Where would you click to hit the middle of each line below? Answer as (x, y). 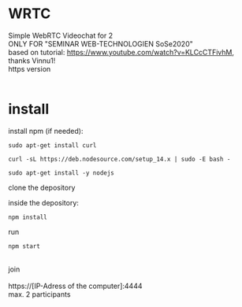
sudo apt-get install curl (52, 145)
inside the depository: (43, 202)
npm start (24, 246)
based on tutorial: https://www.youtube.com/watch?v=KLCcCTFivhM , (121, 52)
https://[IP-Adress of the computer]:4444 (75, 286)
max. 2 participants (39, 294)
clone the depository (42, 187)
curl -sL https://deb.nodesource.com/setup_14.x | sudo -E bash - (119, 159)
